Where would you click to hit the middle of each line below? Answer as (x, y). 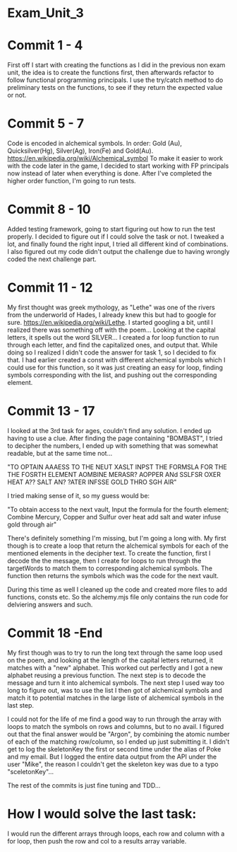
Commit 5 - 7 (46, 123)
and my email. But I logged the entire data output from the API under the (112, 756)
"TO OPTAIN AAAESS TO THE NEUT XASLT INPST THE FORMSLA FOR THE (117, 467)
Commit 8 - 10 (49, 209)
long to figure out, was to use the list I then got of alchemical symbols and (115, 690)
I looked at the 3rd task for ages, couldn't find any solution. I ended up (109, 430)
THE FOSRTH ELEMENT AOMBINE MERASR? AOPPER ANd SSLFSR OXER (114, 474)
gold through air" (32, 524)
